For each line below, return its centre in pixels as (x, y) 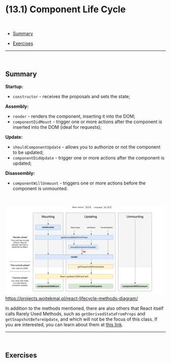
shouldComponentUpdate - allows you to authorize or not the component (87, 147)
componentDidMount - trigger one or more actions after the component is (87, 122)
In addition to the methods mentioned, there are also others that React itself (84, 308)
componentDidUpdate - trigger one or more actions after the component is (88, 157)
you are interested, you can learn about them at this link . (64, 324)
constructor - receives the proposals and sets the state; (72, 96)
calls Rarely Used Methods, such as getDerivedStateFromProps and (75, 313)
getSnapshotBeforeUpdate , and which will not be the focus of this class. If (81, 319)
